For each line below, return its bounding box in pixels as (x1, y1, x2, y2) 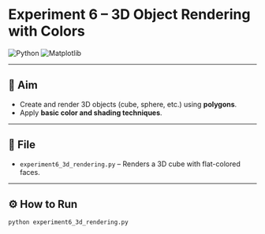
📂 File (8, 138, 35, 151)
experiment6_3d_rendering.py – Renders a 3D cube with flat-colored (19, 159, 241, 169)
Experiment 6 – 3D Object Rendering (8, 6, 251, 24)
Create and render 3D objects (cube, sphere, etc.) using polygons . (19, 99, 237, 109)
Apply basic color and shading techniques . (19, 108, 163, 117)
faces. (19, 167, 41, 176)
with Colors (8, 22, 85, 40)
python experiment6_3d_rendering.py (8, 218, 129, 226)
